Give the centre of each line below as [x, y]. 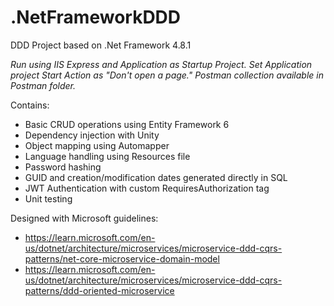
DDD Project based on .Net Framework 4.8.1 [101, 45]
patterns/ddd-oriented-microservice [99, 290]
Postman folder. [43, 85]
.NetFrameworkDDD [96, 17]
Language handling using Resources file [107, 156]
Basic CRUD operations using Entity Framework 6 [127, 124]
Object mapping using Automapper [97, 145]
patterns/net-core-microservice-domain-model [122, 258]
